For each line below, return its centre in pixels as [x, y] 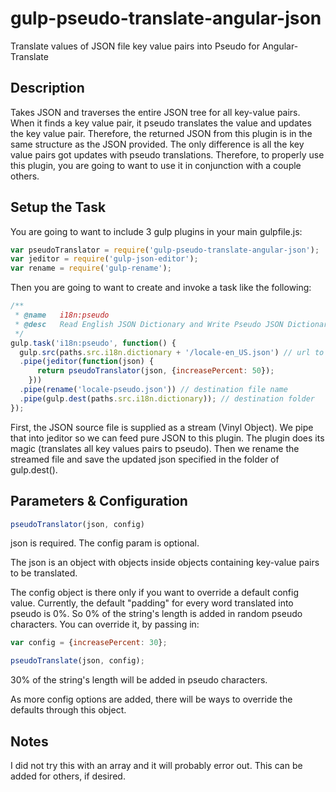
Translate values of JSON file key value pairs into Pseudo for [135, 46]
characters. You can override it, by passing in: [105, 624]
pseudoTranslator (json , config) [77, 524]
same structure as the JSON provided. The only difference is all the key [157, 144]
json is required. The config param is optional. [105, 543]
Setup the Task [58, 207]
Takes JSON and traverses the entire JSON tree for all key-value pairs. [155, 112]
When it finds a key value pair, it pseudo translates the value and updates [161, 123]
